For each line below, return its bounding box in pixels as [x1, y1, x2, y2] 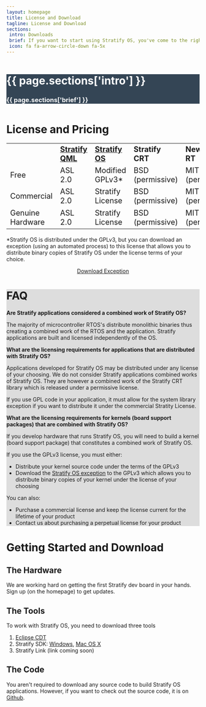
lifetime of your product [15, 513, 75, 520]
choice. [6, 256, 26, 263]
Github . [6, 694, 25, 701]
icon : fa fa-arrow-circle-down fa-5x [9, 44, 105, 50]
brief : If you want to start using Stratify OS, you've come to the [9, 37, 188, 44]
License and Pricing [6, 122, 109, 136]
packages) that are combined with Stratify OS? [6, 421, 129, 428]
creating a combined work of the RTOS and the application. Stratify [6, 327, 176, 335]
